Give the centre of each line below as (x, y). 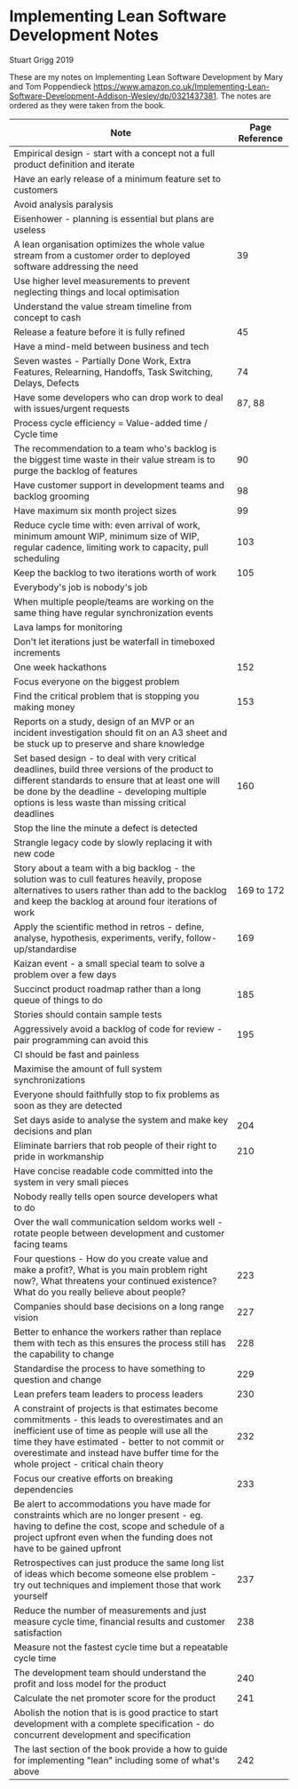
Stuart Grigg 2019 (41, 59)
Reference (261, 138)
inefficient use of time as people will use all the (111, 1430)
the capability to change (64, 1354)
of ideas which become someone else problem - (115, 1573)
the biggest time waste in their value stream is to (114, 459)
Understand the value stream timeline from (103, 306)
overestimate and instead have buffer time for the (116, 1453)
